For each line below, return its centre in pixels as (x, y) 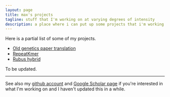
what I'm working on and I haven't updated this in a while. (65, 89)
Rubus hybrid (27, 59)
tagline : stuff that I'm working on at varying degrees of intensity (80, 19)
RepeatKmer (26, 54)
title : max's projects (29, 15)
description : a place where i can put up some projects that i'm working (85, 24)
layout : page (19, 10)
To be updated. (21, 69)
